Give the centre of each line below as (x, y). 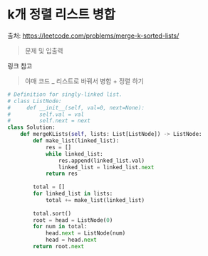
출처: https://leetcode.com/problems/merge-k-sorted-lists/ (93, 36)
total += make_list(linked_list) (95, 200)
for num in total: (60, 227)
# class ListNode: (35, 101)
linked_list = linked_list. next (106, 167)
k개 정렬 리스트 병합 (62, 15)
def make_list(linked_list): (76, 141)
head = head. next (71, 240)
